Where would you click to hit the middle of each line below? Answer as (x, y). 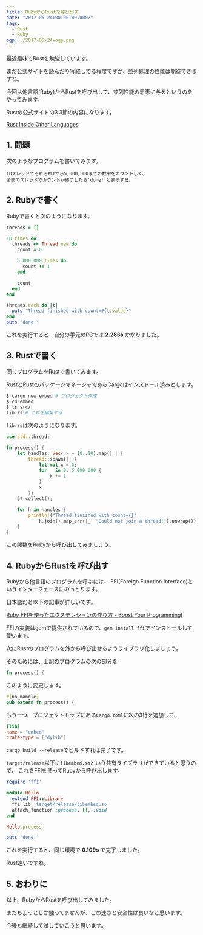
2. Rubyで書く (33, 200)
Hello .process (24, 827)
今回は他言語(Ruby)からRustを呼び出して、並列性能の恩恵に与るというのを (99, 92)
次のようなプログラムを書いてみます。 (54, 161)
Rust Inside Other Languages (42, 124)
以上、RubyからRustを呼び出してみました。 (61, 900)
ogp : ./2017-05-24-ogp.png (40, 40)
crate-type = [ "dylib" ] (36, 738)
